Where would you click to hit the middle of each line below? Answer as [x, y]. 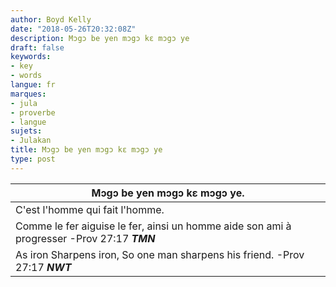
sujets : [26, 131]
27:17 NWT [43, 267]
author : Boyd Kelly [51, 19]
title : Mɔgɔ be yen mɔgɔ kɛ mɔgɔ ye [86, 150]
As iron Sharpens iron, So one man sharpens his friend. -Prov [160, 254]
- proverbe [33, 112]
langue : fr [33, 85]
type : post [33, 159]
